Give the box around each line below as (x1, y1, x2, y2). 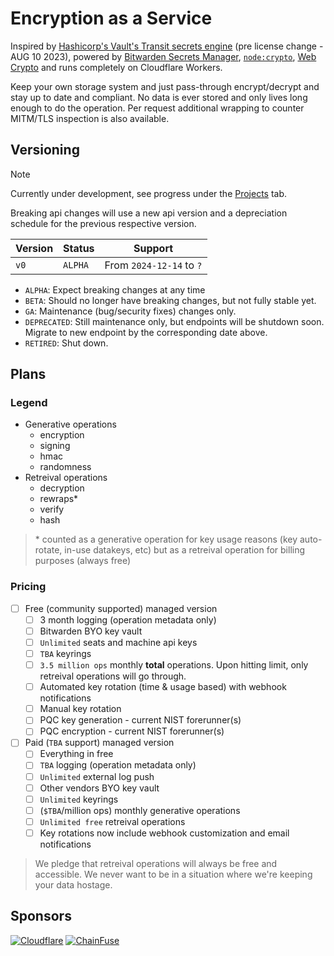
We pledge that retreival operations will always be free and (34, 857, 278, 869)
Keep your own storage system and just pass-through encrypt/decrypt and (10, 80, 320, 92)
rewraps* (39, 493, 79, 505)
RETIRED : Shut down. (24, 337, 109, 349)
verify (39, 503, 65, 516)
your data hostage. (34, 878, 113, 891)
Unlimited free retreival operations (39, 815, 186, 827)
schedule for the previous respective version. (10, 217, 197, 229)
